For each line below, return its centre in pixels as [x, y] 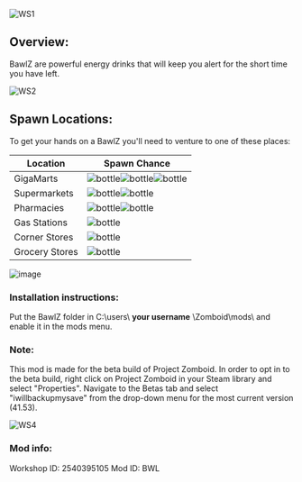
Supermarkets [44, 193]
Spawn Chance [137, 163]
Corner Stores [44, 237]
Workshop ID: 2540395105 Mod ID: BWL [85, 468]
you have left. [35, 73]
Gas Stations [41, 223]
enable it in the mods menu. [61, 326]
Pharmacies [39, 207]
